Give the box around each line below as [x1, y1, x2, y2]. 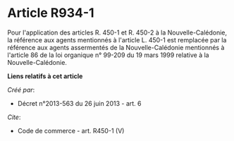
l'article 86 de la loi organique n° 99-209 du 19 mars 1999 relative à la [7, 51, 209, 59]
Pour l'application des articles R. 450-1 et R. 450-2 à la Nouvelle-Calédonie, [7, 28, 228, 37]
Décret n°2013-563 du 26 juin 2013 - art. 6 [17, 99, 142, 107]
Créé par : [7, 85, 35, 94]
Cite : [7, 113, 21, 121]
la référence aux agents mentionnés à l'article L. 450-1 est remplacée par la [7, 35, 227, 44]
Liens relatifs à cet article [7, 72, 83, 80]
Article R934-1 [7, 5, 94, 21]
